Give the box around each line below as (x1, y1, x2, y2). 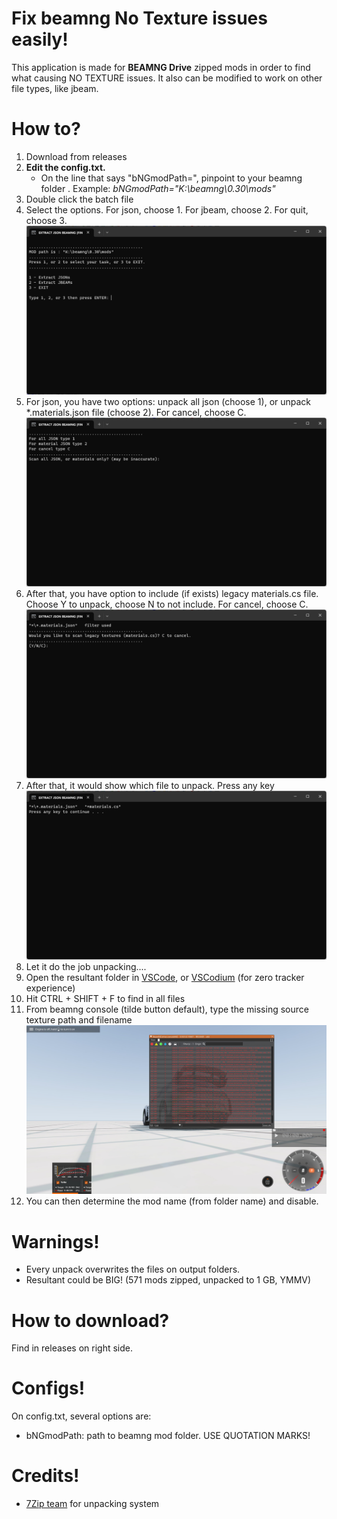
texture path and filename (25, 1014, 133, 1026)
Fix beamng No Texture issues (11, 7, 268, 30)
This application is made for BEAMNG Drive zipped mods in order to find (11, 61, 311, 73)
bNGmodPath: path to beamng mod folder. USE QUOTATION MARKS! (25, 1430, 311, 1442)
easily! (11, 28, 69, 51)
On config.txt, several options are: (11, 1410, 152, 1422)
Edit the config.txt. (25, 161, 106, 173)
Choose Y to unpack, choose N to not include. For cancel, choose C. (25, 598, 309, 611)
